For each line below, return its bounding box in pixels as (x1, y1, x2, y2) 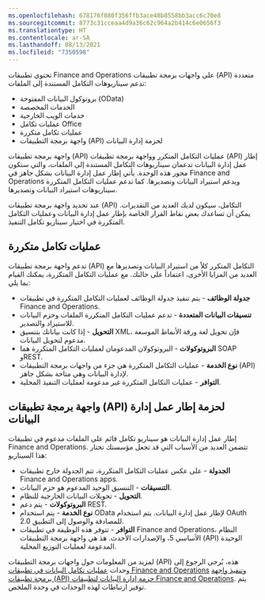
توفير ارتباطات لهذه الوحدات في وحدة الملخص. (8, 582, 146, 591)
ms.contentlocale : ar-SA (8, 33, 90, 42)
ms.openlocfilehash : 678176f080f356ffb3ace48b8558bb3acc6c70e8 (8, 11, 221, 20)
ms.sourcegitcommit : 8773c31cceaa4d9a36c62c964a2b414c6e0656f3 (8, 19, 221, 27)
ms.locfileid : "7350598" (8, 48, 90, 56)
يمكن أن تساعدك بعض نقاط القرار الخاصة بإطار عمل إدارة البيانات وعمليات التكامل (8, 209, 251, 218)
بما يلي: (8, 278, 31, 287)
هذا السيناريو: (8, 450, 47, 460)
